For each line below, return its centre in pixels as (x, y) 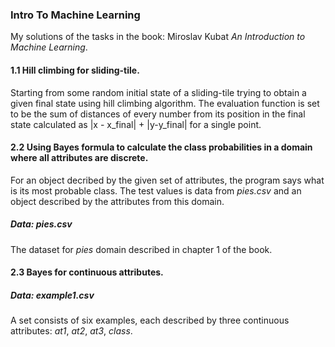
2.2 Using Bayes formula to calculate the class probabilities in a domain (161, 147)
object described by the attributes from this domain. (117, 201)
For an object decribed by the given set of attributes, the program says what (167, 180)
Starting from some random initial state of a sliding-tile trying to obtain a (158, 92)
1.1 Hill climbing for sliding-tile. (75, 70)
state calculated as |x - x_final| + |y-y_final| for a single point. (136, 124)
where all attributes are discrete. (79, 158)
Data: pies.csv (41, 224)
